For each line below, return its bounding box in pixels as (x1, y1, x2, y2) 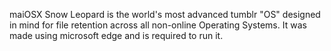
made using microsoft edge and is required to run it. (9, 30, 224, 41)
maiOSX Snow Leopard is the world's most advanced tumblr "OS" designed (9, 9, 321, 20)
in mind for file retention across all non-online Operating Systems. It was (9, 19, 307, 31)
